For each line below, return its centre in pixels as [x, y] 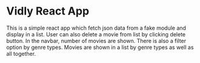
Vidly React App [48, 11]
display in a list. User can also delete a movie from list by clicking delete [96, 34]
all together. [21, 53]
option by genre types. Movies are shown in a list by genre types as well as [100, 47]
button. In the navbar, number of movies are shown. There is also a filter [96, 41]
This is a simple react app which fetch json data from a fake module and [96, 28]
